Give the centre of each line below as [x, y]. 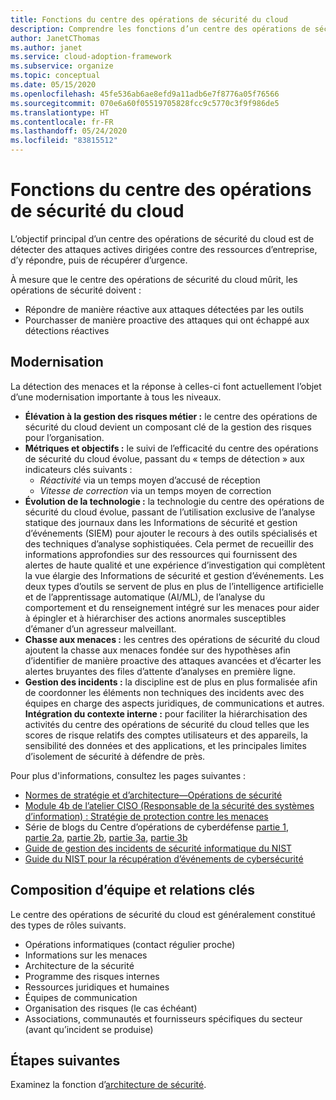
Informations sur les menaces [86, 955]
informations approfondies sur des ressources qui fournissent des [161, 554]
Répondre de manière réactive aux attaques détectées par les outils [164, 309]
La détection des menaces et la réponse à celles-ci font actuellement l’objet [166, 386]
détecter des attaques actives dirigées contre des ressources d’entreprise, [164, 249]
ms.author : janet [46, 47]
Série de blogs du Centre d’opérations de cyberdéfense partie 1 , [156, 827]
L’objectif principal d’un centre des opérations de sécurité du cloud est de [162, 238]
